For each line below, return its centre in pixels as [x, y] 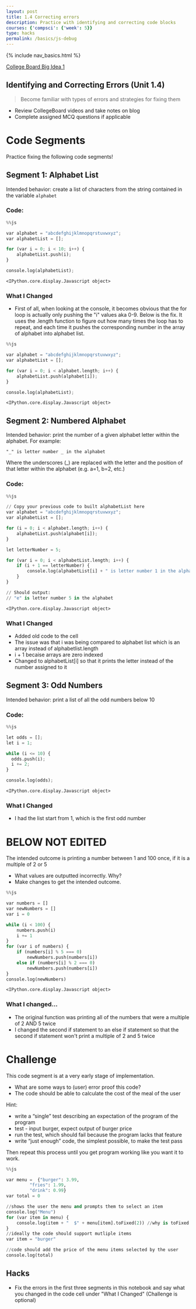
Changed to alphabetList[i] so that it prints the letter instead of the [94, 661]
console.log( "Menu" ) [31, 1212]
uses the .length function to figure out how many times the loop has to [99, 321]
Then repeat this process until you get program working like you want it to [95, 1152]
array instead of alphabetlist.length [56, 648]
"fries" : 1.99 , [48, 1185]
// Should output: [28, 592]
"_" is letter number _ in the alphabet [56, 452]
